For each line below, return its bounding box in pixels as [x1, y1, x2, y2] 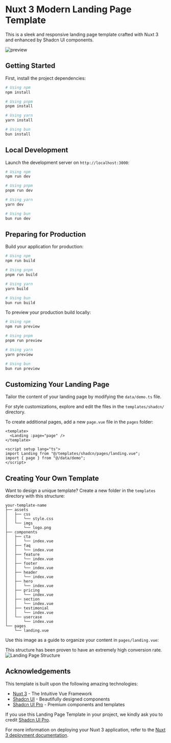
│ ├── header [5, 570, 38, 575]
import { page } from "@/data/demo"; [5, 456, 86, 461]
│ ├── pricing [5, 588, 40, 593]
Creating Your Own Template [5, 474, 99, 482]
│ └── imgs [5, 521, 33, 526]
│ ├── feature [5, 552, 40, 557]
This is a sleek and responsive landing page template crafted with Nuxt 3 [5, 31, 159, 37]
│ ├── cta [5, 534, 31, 539]
